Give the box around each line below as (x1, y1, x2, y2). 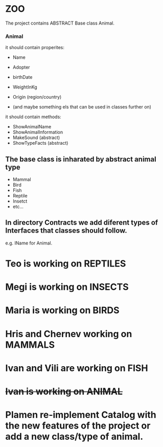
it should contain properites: (5, 44, 65, 51)
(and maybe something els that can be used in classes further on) (12, 104, 152, 110)
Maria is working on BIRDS (5, 305, 120, 316)
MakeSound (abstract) (12, 135, 60, 141)
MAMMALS (5, 339, 55, 350)
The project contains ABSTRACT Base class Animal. (5, 20, 115, 26)
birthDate (12, 74, 33, 80)
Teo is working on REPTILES (5, 258, 126, 270)
